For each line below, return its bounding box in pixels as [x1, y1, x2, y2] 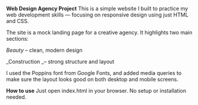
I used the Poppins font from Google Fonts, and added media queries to [6, 70, 182, 76]
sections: [6, 35, 29, 42]
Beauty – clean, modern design [6, 47, 83, 54]
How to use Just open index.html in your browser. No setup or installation [6, 87, 186, 94]
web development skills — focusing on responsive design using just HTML [6, 11, 188, 18]
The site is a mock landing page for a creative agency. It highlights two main [6, 29, 193, 36]
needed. [6, 94, 27, 100]
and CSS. [6, 18, 29, 24]
